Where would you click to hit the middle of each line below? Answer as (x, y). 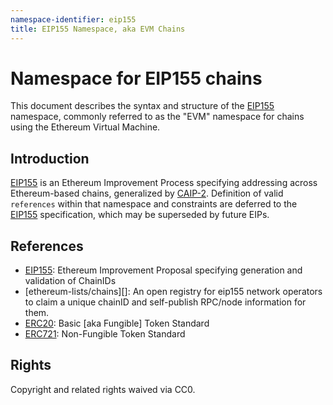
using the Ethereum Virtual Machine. (85, 127)
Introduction (50, 158)
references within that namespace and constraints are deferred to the (154, 204)
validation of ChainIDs (70, 281)
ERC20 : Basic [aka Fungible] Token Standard (117, 323)
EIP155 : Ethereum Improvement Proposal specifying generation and (163, 270)
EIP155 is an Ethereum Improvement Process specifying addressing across (164, 183)
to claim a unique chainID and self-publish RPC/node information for (165, 302)
